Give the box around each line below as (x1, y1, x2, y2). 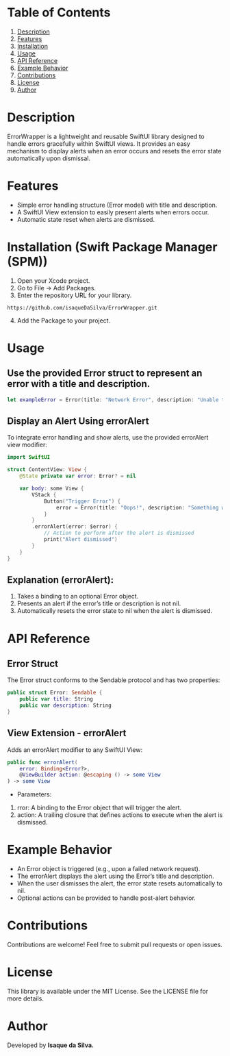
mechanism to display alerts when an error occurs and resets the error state (7, 147, 222, 155)
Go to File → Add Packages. (16, 284, 97, 292)
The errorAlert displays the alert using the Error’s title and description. (16, 872, 214, 881)
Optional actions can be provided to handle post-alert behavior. (16, 894, 196, 902)
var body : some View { (19, 485, 84, 492)
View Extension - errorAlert (7, 727, 127, 739)
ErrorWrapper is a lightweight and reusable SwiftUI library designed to (7, 132, 205, 140)
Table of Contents (7, 5, 111, 21)
